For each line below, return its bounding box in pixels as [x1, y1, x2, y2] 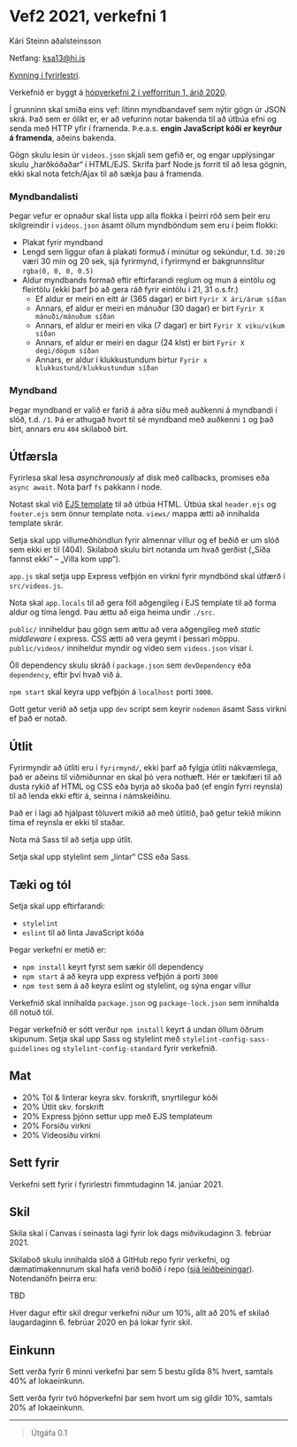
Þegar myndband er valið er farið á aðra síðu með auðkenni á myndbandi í [9, 405, 278, 415]
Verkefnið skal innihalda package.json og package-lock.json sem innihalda [9, 997, 280, 1008]
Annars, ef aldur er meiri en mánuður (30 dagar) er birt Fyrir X [34, 303, 264, 313]
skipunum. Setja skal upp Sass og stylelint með [9, 1033, 181, 1044]
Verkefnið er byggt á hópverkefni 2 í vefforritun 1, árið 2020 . [9, 87, 227, 97]
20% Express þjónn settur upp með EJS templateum [21, 1110, 213, 1121]
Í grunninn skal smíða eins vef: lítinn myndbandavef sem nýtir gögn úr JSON [9, 104, 286, 114]
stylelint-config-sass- [182, 1034, 270, 1044]
